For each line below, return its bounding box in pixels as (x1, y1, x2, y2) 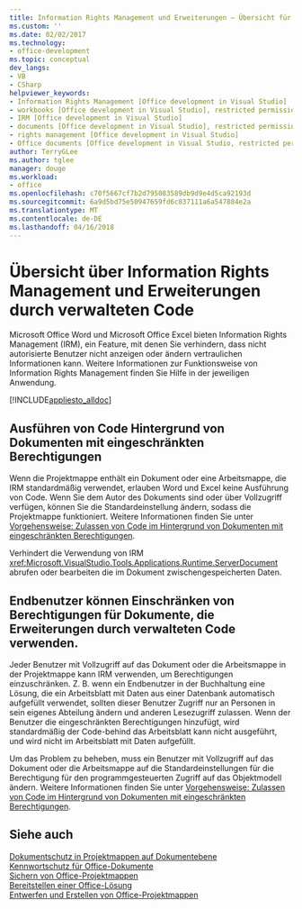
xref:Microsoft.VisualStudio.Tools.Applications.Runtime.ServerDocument (9, 558, 279, 568)
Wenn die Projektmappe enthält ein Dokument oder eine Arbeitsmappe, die (9, 473, 287, 484)
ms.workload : (9, 172, 58, 181)
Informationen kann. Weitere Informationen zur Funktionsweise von (9, 358, 258, 369)
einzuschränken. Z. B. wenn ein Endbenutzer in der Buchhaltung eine (9, 678, 265, 689)
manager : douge (9, 164, 67, 173)
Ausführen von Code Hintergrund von (9, 421, 225, 436)
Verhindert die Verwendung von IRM (9, 548, 144, 559)
